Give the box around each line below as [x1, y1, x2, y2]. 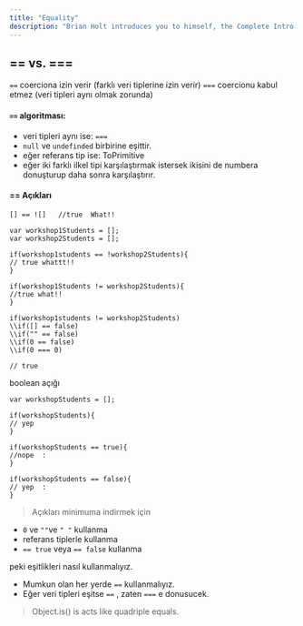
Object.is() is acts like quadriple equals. [31, 606, 180, 617]
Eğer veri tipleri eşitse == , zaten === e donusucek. [22, 588, 210, 599]
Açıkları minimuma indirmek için [31, 506, 151, 517]
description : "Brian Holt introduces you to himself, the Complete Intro [9, 22, 295, 31]
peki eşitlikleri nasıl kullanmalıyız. [9, 560, 133, 571]
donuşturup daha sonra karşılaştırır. [22, 169, 156, 180]
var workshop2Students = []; [9, 234, 120, 243]
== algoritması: [9, 110, 66, 121]
